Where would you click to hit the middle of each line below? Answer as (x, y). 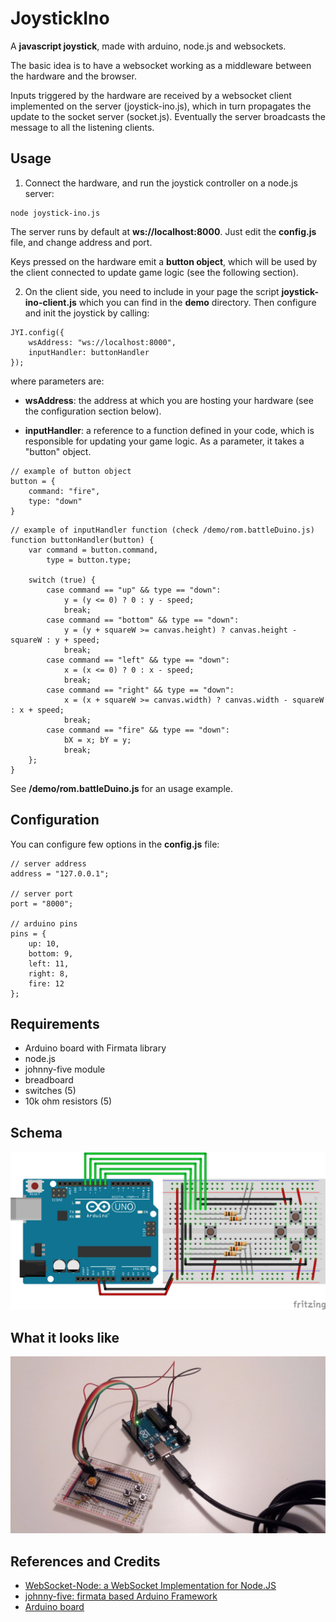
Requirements (55, 1023)
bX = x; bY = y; (97, 740)
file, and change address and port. (81, 242)
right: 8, (49, 973)
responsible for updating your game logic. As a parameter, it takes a (164, 441)
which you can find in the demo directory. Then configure (197, 302)
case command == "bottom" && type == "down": (143, 620)
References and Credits (85, 1561)
